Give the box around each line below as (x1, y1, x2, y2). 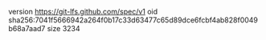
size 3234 (47, 24, 80, 33)
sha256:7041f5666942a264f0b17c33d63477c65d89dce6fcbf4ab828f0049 (8, 15, 259, 25)
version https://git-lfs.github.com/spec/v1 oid (8, 7, 158, 16)
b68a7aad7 (8, 24, 46, 33)
